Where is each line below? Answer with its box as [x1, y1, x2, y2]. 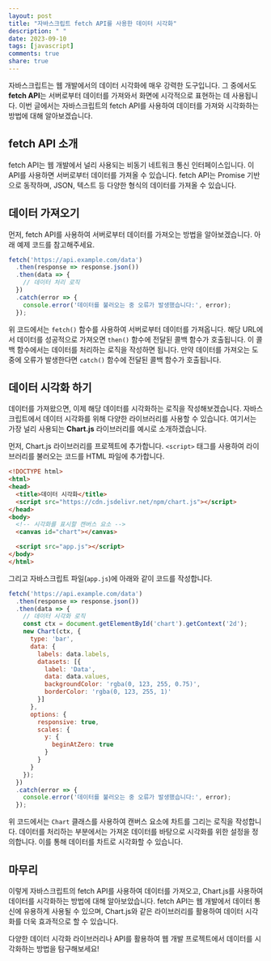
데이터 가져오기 [8, 206, 80, 220]
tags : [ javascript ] [8, 42, 74, 50]
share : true [8, 58, 49, 66]
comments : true [8, 50, 60, 58]
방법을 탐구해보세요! [36, 944, 100, 954]
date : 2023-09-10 [8, 34, 67, 43]
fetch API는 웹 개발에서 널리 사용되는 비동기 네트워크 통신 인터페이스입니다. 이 [8, 160, 255, 170]
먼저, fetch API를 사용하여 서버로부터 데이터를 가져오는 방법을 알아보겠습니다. [8, 229, 252, 239]
